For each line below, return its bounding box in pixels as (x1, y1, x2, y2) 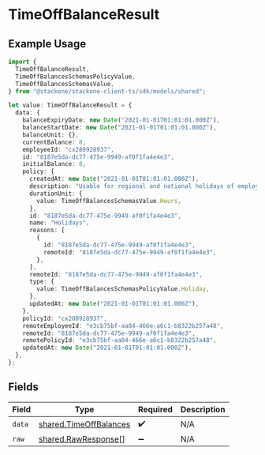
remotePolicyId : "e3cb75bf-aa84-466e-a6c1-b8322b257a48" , (22, 337, 217, 344)
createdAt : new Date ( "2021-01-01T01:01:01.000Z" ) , (28, 175, 200, 183)
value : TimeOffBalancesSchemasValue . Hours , (36, 197, 181, 205)
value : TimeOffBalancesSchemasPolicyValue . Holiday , (36, 285, 211, 293)
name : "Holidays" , (28, 219, 90, 227)
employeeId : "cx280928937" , (22, 145, 114, 153)
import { (8, 58, 37, 66)
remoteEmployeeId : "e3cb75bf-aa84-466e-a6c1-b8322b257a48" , (22, 322, 224, 329)
